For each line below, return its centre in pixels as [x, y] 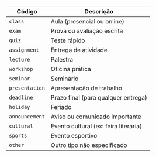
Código [27, 11]
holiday [20, 107]
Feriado [61, 107]
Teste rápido [68, 40]
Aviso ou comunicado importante [96, 117]
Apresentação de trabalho [86, 88]
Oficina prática [71, 69]
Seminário [65, 78]
